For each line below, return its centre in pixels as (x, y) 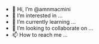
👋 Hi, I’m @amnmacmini (41, 9)
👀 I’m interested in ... (37, 15)
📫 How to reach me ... (40, 35)
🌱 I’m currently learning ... (44, 22)
